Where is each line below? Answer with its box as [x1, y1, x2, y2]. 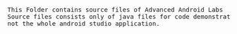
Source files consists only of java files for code [7, 13, 190, 20]
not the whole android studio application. [7, 20, 160, 27]
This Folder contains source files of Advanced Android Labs [7, 6, 224, 13]
